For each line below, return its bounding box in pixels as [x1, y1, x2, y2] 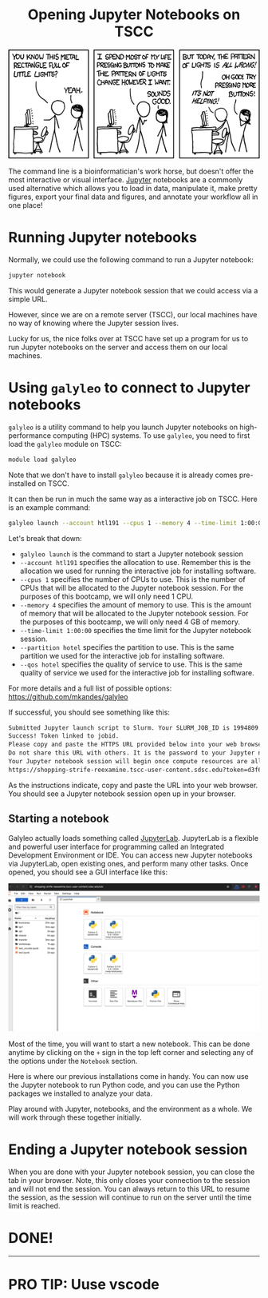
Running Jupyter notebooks [8, 229, 198, 247]
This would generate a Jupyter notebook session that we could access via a [8, 285, 258, 295]
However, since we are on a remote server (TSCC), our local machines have [8, 309, 258, 319]
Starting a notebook [8, 812, 109, 826]
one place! [8, 201, 43, 210]
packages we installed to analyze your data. [8, 1089, 153, 1098]
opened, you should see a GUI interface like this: [8, 867, 168, 877]
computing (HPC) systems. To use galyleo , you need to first [53, 430, 250, 440]
